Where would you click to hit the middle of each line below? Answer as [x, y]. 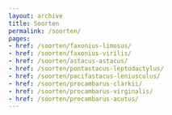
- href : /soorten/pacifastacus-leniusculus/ [84, 76]
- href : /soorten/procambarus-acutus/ [73, 99]
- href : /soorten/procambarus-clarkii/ [76, 83]
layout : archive [36, 16]
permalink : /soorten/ [45, 31]
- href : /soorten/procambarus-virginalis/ [81, 91]
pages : [19, 38]
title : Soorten [34, 23]
